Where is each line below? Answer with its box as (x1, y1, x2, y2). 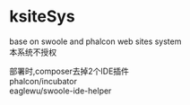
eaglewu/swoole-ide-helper (9, 85, 112, 96)
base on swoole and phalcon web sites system (9, 36, 182, 47)
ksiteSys (9, 6, 76, 27)
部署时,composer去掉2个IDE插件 (9, 66, 130, 76)
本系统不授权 (9, 47, 56, 57)
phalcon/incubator (9, 75, 78, 86)
